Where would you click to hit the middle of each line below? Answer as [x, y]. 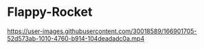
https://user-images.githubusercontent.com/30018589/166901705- [102, 31]
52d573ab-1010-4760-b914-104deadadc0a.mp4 [76, 38]
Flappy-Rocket [50, 12]
